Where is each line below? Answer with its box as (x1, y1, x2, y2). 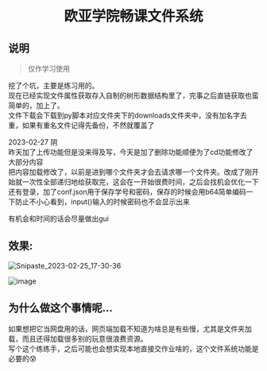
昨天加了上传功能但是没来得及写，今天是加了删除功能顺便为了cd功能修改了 (8, 148, 253, 157)
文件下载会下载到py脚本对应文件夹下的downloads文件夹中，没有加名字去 (8, 110, 248, 120)
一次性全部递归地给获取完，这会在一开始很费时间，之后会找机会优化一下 (21, 177, 259, 187)
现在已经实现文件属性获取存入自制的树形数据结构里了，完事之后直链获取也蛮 (8, 91, 259, 100)
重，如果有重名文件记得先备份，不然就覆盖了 (8, 121, 155, 129)
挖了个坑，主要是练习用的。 (8, 81, 99, 90)
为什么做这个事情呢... (8, 301, 114, 315)
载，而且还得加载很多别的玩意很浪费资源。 (8, 334, 148, 343)
